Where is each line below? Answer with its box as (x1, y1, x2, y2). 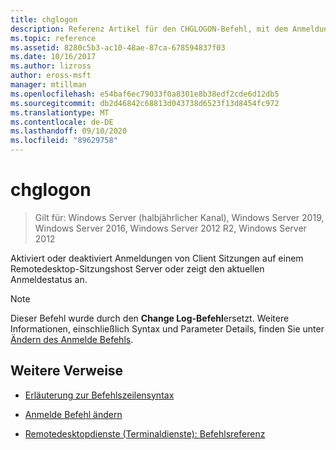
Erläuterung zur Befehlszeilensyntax (24, 389, 175, 401)
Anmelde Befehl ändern (24, 408, 123, 420)
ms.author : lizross (10, 61, 92, 71)
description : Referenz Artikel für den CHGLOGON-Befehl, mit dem (10, 24, 288, 34)
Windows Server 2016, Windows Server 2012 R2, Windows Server (34, 222, 307, 234)
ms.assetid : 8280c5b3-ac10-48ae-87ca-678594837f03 (10, 42, 226, 53)
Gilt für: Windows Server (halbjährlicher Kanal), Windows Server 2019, (34, 211, 325, 223)
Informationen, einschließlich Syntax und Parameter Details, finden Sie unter (10, 322, 325, 335)
